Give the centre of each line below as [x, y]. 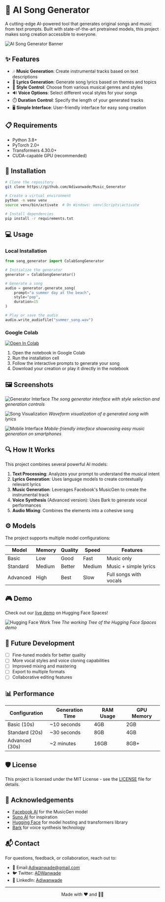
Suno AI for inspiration [35, 817]
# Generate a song [24, 283]
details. [13, 784]
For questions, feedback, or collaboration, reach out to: [61, 858]
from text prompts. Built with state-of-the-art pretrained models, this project [82, 29]
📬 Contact [22, 844]
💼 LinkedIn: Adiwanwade [37, 880]
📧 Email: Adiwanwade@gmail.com [46, 867]
